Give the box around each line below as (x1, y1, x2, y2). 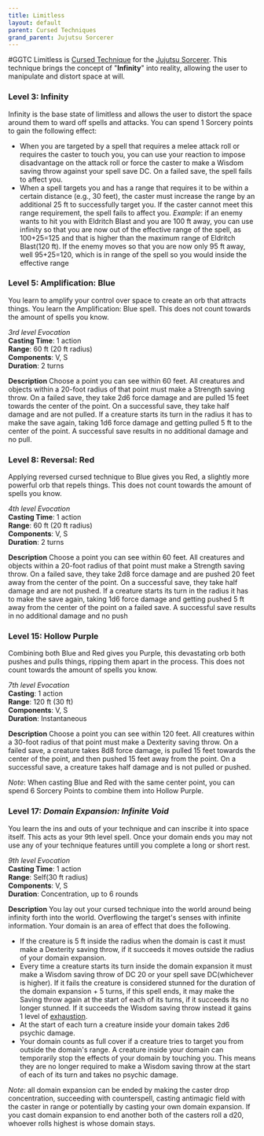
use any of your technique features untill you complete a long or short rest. (8, 840, 251, 850)
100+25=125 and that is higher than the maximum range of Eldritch (19, 233, 236, 242)
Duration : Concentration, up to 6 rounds (8, 889, 139, 899)
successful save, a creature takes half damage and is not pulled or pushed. (8, 763, 251, 772)
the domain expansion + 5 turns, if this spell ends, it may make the (19, 986, 235, 995)
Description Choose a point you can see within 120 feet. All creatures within (8, 729, 255, 739)
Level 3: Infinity (8, 91, 69, 102)
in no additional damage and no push (8, 611, 128, 621)
